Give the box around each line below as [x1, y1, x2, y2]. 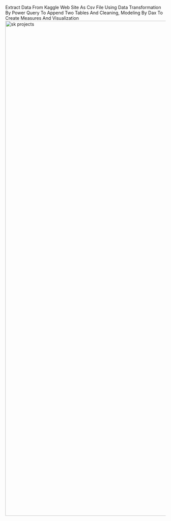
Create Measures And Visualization [5, 15, 79, 21]
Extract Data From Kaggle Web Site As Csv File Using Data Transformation [5, 5, 161, 10]
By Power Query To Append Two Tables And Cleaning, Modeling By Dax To [5, 10, 163, 16]
